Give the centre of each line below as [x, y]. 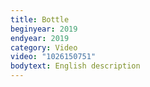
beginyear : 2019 [44, 29]
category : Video [44, 47]
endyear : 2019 [40, 38]
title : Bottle [40, 19]
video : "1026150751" [53, 57]
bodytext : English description [75, 66]
